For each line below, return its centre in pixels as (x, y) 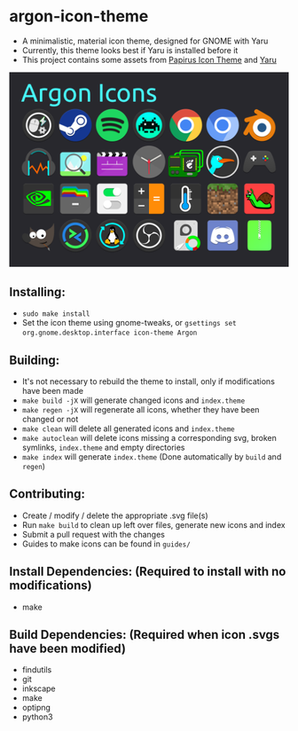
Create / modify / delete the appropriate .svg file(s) (115, 515)
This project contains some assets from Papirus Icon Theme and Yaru (149, 59)
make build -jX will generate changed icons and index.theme (133, 400)
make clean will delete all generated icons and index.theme (128, 428)
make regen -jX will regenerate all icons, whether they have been (141, 409)
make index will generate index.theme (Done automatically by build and (152, 456)
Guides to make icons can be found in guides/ (106, 544)
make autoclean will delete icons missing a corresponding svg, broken (149, 437)
